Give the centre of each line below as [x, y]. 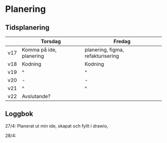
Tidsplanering [27, 28]
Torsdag [51, 41]
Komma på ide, [39, 50]
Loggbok [19, 114]
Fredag [122, 41]
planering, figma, [104, 50]
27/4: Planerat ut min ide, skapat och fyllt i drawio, [57, 126]
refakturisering [102, 56]
